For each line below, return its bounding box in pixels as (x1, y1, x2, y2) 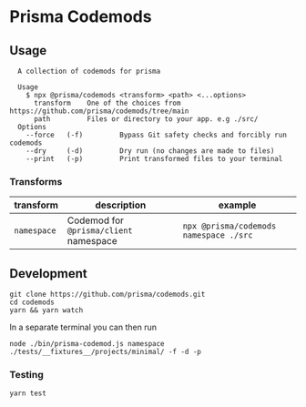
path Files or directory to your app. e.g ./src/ (33, 115, 259, 124)
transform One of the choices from (33, 98, 181, 107)
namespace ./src (182, 230, 253, 240)
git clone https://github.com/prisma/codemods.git (9, 290, 206, 300)
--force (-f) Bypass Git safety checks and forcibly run (25, 130, 287, 139)
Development (9, 266, 88, 281)
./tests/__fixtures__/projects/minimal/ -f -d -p (9, 348, 202, 357)
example (218, 198, 257, 211)
